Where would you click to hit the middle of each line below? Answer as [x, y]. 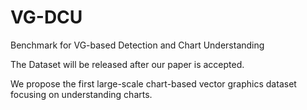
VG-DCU [46, 17]
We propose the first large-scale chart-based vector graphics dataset [153, 83]
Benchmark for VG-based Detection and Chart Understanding [137, 45]
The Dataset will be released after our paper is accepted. [127, 64]
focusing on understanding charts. [81, 94]
